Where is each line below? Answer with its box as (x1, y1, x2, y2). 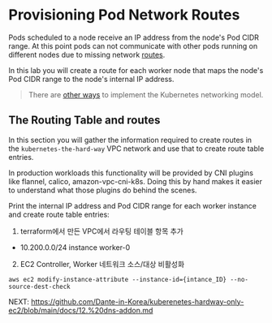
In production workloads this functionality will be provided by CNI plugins (8, 168, 254, 178)
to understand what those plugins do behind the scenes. (8, 185, 197, 195)
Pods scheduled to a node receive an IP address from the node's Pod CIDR (8, 32, 260, 42)
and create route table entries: (8, 209, 110, 219)
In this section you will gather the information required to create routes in (8, 135, 253, 144)
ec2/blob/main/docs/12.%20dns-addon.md (8, 305, 153, 315)
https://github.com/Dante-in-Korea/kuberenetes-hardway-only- (31, 296, 244, 306)
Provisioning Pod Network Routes (8, 6, 240, 24)
